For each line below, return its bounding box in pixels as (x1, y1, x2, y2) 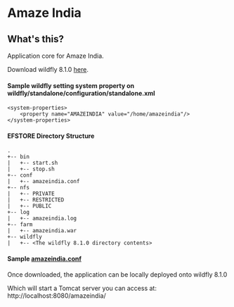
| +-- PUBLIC (7, 203, 52, 210)
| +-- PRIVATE (7, 190, 55, 198)
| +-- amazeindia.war (7, 227, 77, 234)
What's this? (7, 33, 65, 45)
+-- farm (7, 221, 33, 228)
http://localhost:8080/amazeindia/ (7, 291, 107, 300)
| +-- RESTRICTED (7, 196, 65, 203)
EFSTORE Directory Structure (7, 132, 95, 140)
